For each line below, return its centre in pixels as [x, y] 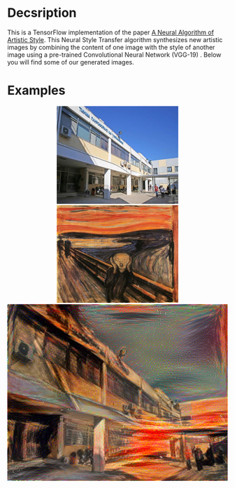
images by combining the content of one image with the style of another [111, 47]
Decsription [42, 13]
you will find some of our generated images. [71, 62]
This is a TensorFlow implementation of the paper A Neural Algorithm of [111, 32]
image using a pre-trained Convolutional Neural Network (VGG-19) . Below [114, 55]
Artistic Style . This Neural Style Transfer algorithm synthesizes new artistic [115, 39]
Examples [36, 91]
